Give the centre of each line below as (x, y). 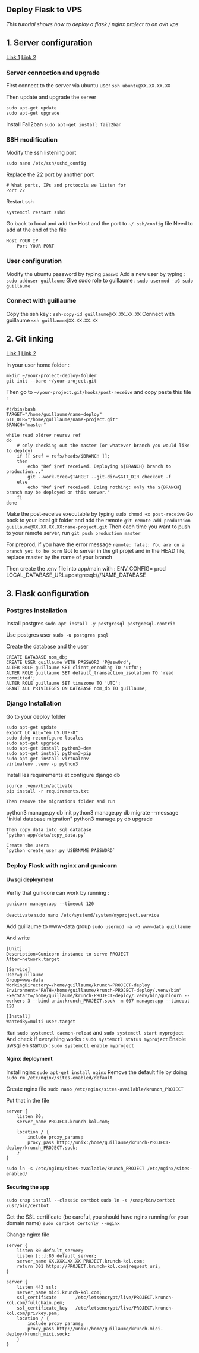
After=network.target (33, 959)
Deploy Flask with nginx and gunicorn (62, 865)
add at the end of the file (36, 230)
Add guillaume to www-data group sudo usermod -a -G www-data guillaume (99, 926)
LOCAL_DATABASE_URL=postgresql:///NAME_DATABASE (76, 575)
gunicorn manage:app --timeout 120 (50, 904)
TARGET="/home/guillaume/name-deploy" (54, 414)
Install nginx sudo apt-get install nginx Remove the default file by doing (97, 1072)
